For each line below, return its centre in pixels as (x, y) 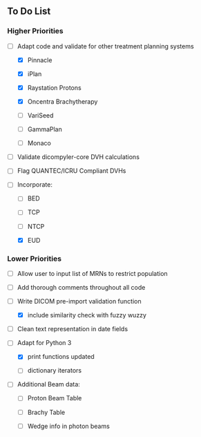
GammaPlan (45, 129)
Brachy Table (46, 412)
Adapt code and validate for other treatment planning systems (106, 46)
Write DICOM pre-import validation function (79, 301)
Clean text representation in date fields (73, 329)
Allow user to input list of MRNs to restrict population (92, 273)
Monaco (39, 143)
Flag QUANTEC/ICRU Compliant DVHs (71, 171)
